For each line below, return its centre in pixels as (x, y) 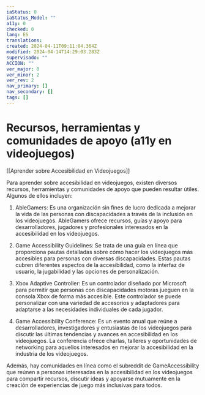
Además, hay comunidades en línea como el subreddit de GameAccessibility (103, 366)
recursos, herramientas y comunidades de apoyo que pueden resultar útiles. (103, 189)
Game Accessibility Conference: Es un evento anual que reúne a (96, 321)
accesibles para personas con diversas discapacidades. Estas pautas (103, 258)
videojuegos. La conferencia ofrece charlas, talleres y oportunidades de (106, 340)
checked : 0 (20, 29)
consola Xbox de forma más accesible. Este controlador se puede (98, 296)
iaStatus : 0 (21, 12)
